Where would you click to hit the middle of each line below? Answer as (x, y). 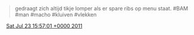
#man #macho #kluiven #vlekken (56, 15)
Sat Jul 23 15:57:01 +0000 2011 (44, 26)
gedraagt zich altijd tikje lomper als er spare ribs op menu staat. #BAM (101, 8)
